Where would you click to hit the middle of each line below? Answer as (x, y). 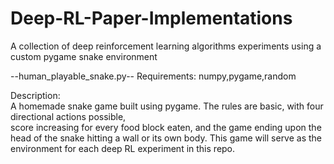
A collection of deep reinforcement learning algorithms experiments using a (166, 46)
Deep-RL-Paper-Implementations (151, 18)
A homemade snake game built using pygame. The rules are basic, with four (167, 106)
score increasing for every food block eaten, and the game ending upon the (166, 127)
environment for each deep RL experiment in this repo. (123, 148)
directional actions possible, (68, 116)
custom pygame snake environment (84, 56)
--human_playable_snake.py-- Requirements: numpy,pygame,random (153, 76)
